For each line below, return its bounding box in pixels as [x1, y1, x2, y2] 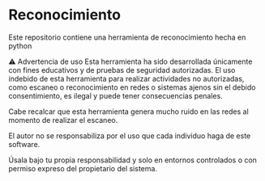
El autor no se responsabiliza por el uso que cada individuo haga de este [8, 131, 251, 141]
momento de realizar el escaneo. [8, 115, 118, 124]
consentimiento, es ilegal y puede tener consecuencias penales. [8, 90, 223, 100]
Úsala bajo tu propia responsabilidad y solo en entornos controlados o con [8, 155, 258, 165]
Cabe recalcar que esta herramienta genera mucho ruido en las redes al [8, 107, 249, 116]
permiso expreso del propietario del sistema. [8, 163, 158, 173]
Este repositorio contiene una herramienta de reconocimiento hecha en [8, 32, 246, 42]
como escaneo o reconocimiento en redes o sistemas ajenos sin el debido [8, 82, 256, 92]
